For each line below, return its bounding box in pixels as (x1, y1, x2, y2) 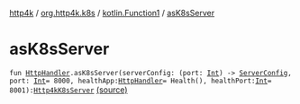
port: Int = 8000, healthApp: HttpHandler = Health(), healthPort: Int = (9, 76, 272, 85)
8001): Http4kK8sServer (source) (9, 84, 128, 95)
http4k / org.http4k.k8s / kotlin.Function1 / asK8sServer (9, 8, 215, 18)
